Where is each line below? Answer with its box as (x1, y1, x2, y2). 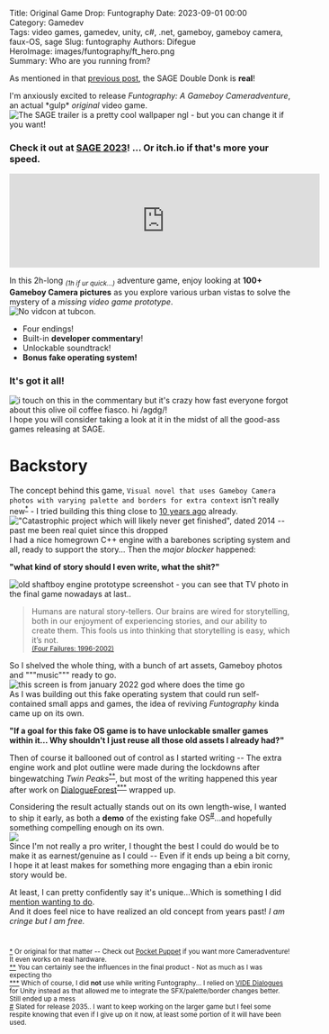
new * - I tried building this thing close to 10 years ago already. (9, 504, 238, 516)
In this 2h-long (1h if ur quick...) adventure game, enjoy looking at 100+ (9, 275, 262, 288)
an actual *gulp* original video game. (9, 100, 148, 111)
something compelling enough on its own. (9, 821, 164, 832)
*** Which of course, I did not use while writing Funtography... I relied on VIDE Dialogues (9, 979, 283, 988)
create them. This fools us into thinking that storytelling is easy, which (31, 625, 290, 636)
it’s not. (31, 634, 58, 645)
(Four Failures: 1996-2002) (31, 644, 115, 653)
